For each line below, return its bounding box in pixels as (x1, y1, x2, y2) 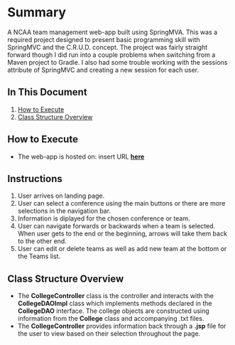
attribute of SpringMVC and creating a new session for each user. (7, 65, 200, 74)
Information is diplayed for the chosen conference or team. (17, 214, 190, 223)
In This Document (7, 86, 87, 98)
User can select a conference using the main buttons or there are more (17, 199, 226, 208)
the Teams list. (17, 252, 61, 260)
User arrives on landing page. (17, 191, 105, 200)
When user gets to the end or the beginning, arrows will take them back (17, 229, 227, 238)
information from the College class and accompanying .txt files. (17, 314, 204, 323)
